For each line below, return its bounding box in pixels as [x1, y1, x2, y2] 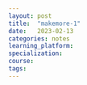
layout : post [8, 11, 52, 20]
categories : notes [8, 34, 70, 43]
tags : [8, 65, 27, 73]
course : [8, 57, 35, 66]
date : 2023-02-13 [8, 27, 74, 35]
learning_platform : [8, 42, 74, 50]
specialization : [8, 49, 63, 57]
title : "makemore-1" [8, 19, 81, 28]
